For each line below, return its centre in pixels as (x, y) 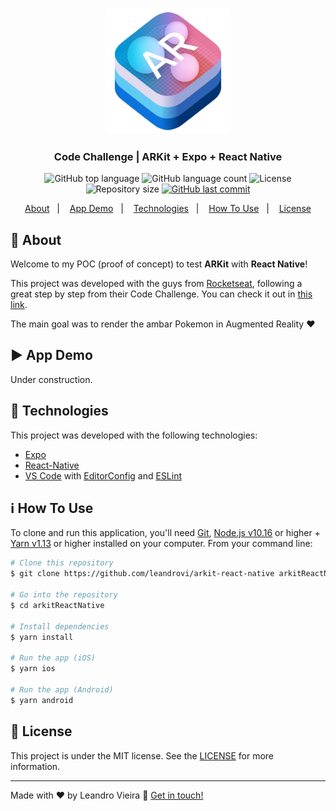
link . (19, 305)
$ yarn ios (33, 669)
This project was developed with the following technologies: (134, 435)
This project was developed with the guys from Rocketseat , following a (156, 284)
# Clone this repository (62, 563)
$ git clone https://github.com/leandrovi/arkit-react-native (142, 574)
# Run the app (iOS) (53, 658)
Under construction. (51, 379)
